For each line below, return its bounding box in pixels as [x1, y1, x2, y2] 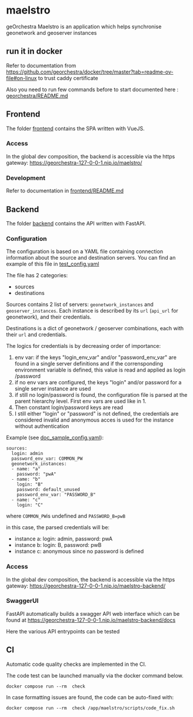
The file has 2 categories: [6, 272, 68, 279]
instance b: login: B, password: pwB [14, 542, 102, 549]
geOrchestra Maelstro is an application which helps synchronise [6, 23, 162, 30]
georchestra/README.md [6, 92, 68, 99]
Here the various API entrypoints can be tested [6, 628, 120, 635]
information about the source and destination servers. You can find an [6, 254, 176, 261]
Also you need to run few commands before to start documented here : [6, 86, 179, 93]
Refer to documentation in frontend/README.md [6, 187, 124, 194]
